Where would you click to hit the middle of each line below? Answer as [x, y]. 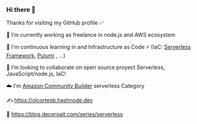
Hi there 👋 [21, 10]
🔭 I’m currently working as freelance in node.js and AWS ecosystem [91, 35]
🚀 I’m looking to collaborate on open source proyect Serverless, [86, 67]
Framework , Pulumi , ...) [36, 56]
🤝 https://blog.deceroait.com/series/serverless [65, 114]
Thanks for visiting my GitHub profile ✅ [55, 23]
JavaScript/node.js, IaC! [36, 74]
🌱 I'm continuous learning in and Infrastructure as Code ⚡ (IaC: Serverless [98, 47]
